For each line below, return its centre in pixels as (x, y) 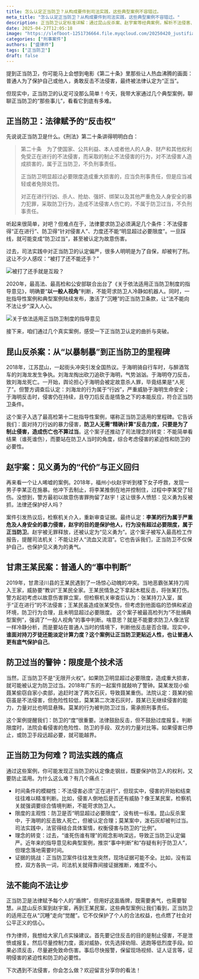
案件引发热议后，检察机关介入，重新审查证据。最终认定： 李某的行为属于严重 (99, 517)
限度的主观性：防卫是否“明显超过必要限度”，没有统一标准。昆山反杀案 (100, 813)
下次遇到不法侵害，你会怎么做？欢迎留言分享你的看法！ (73, 970)
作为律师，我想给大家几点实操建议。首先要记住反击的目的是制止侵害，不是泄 (99, 935)
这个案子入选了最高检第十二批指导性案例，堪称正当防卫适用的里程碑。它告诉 (99, 417)
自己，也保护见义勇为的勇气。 (47, 547)
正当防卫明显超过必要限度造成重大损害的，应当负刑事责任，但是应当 (104, 177)
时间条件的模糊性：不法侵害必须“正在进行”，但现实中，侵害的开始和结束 (103, 791)
